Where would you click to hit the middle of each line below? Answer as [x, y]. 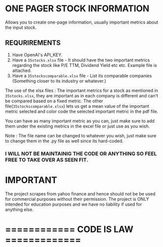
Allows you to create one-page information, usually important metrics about [82, 22]
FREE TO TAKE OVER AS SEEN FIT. [47, 159]
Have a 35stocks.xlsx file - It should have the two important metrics [81, 60]
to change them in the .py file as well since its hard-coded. [64, 141]
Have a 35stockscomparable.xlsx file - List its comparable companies [82, 76]
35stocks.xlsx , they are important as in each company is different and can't [82, 95]
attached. [22, 70]
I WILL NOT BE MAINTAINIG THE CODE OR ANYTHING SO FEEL [81, 154]
